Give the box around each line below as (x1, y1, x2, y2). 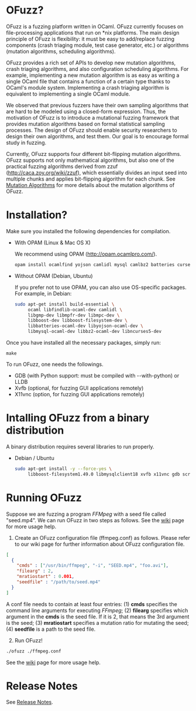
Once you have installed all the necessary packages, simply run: (6, 339, 161, 346)
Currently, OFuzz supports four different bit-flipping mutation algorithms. (6, 150, 181, 157)
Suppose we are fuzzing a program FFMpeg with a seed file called (6, 511, 167, 518)
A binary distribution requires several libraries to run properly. (6, 443, 154, 450)
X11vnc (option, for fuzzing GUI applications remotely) (14, 391, 145, 397)
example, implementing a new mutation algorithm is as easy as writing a (6, 72, 180, 79)
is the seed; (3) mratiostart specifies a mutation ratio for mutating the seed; (6, 619, 189, 626)
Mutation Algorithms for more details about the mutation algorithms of (6, 181, 175, 188)
